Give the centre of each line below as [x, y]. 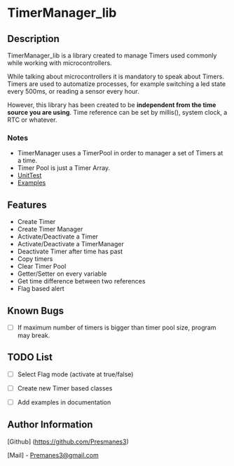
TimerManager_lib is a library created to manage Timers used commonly [112, 55]
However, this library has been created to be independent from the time [112, 105]
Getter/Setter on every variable [62, 274]
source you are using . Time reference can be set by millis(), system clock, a [117, 112]
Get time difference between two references [81, 281]
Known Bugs [36, 310]
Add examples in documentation [64, 402]
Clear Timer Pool [42, 267]
